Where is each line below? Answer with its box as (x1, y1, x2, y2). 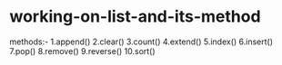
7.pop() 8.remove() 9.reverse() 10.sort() (9, 45, 156, 56)
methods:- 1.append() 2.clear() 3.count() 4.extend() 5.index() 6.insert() (9, 36, 274, 47)
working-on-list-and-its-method (9, 6, 261, 27)
